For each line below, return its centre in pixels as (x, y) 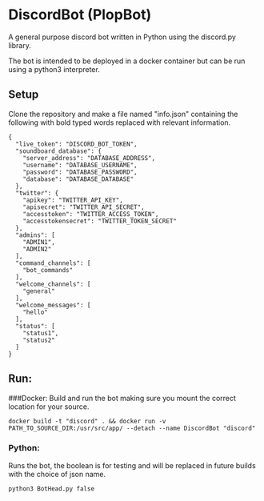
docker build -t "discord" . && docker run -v (87, 421)
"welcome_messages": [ (53, 305)
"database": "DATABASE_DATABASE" (78, 179)
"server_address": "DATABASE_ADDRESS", (89, 158)
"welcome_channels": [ (53, 284)
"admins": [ (36, 235)
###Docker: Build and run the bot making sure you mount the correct (122, 398)
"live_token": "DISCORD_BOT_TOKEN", (76, 144)
